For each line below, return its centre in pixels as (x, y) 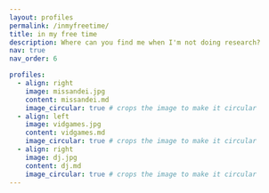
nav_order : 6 (33, 59)
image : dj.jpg (51, 157)
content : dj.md (53, 165)
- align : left (43, 117)
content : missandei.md (67, 100)
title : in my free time (53, 34)
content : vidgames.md (65, 133)
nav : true (28, 51)
